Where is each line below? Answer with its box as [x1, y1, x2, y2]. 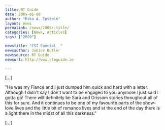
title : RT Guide [5, 7, 38, 12]
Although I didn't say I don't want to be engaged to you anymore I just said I [5, 89, 159, 96]
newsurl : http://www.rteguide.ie [5, 57, 74, 62]
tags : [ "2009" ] [5, 35, 36, 40]
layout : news [5, 21, 32, 26]
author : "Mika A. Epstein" [5, 16, 61, 21]
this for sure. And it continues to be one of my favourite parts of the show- [5, 100, 156, 106]
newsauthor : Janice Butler [5, 48, 61, 53]
